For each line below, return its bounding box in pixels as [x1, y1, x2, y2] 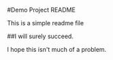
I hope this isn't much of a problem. [7, 46, 107, 53]
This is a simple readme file [7, 19, 84, 27]
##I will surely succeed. [7, 32, 74, 40]
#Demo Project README [7, 6, 76, 14]
